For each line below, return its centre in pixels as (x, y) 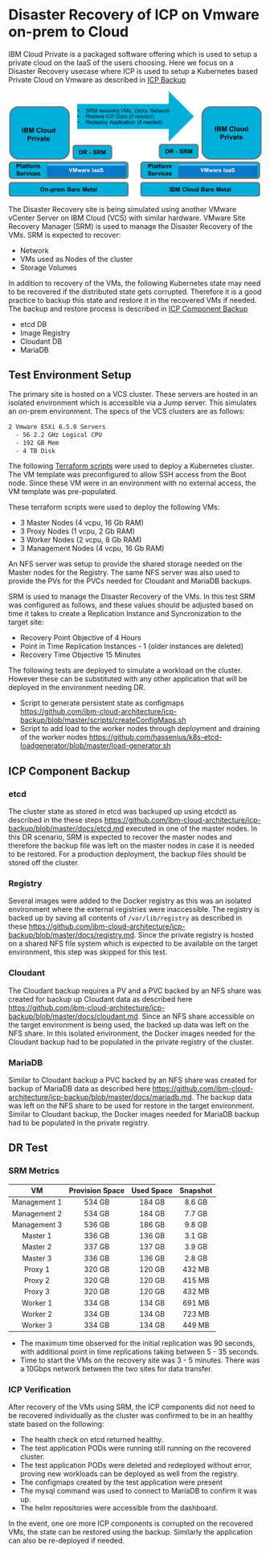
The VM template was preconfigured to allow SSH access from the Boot (127, 475)
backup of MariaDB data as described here (80, 1089)
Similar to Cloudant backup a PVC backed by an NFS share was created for (133, 1080)
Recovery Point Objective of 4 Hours (81, 638)
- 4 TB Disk (36, 452)
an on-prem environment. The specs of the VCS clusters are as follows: (127, 411)
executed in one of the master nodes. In (192, 828)
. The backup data (222, 1097)
